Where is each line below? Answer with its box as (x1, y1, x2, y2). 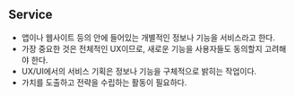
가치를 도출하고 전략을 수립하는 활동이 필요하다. (21, 76, 187, 88)
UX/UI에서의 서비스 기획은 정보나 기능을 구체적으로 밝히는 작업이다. (21, 65, 257, 76)
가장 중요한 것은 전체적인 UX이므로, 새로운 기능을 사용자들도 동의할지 (21, 43, 263, 54)
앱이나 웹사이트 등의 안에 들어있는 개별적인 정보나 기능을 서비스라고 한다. (21, 31, 275, 43)
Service (8, 7, 53, 22)
